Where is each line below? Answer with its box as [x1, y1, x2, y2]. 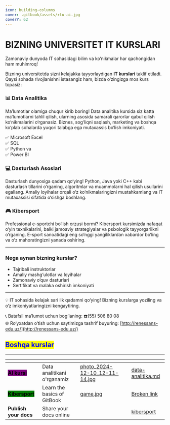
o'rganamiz [42, 376, 69, 383]
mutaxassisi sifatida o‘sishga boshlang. [5, 194, 87, 200]
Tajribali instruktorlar [12, 266, 56, 272]
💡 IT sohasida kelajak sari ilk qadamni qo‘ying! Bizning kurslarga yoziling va [5, 297, 162, 303]
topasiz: [5, 82, 22, 88]
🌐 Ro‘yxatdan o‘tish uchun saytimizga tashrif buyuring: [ [5, 320, 122, 326]
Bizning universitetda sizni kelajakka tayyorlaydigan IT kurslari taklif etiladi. [5, 71, 162, 77]
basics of [42, 390, 64, 398]
